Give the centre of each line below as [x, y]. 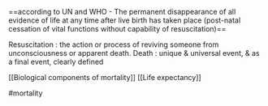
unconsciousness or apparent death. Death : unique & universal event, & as [134, 53]
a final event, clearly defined [56, 61]
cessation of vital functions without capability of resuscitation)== [117, 29]
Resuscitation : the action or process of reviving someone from [114, 45]
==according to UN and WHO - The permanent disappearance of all [122, 12]
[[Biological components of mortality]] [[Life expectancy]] [105, 77]
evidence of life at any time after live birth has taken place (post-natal [125, 20]
